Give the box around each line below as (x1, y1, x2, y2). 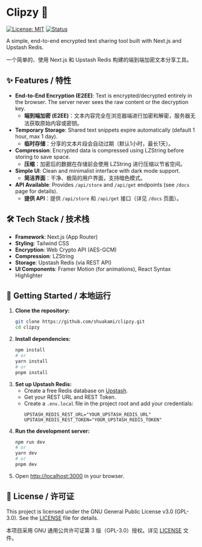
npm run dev (14, 439, 45, 445)
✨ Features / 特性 (6, 76, 72, 86)
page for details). (14, 187, 58, 195)
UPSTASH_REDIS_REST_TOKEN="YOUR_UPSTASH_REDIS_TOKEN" (24, 416, 162, 422)
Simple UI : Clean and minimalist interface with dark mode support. (14, 167, 181, 174)
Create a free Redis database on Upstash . (24, 387, 128, 394)
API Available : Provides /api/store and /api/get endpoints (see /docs (14, 181, 190, 188)
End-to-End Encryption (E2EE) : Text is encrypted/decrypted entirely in (14, 92, 192, 99)
